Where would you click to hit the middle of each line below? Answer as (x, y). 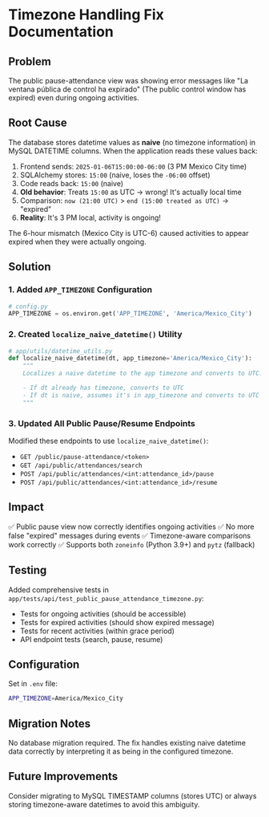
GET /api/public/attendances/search (81, 465)
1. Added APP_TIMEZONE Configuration (80, 290)
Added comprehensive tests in (59, 589)
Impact (26, 507)
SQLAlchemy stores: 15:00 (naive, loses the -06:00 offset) (115, 175)
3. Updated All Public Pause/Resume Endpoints (102, 423)
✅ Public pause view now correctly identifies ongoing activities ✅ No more (131, 526)
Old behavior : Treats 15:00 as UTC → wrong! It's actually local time (130, 192)
